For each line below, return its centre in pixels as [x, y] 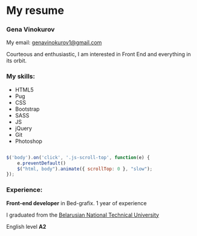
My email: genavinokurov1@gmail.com [54, 42]
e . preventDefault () [42, 163]
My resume [35, 11]
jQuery [23, 128]
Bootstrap [27, 109]
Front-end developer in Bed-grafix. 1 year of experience [76, 203]
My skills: [21, 76]
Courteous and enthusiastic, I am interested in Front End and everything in [99, 54]
